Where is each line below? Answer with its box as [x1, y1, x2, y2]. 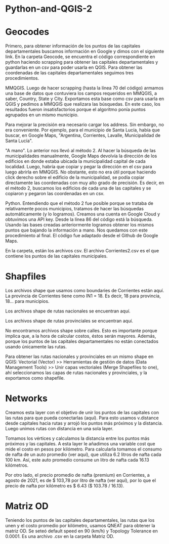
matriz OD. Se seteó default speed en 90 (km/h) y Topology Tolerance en [5, 528, 158, 534]
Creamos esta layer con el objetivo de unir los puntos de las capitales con [5, 410, 159, 415]
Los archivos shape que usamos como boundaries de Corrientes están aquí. [5, 288, 164, 294]
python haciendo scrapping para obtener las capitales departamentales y [5, 59, 158, 65]
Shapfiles [5, 271, 47, 282]
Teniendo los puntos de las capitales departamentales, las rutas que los [5, 517, 155, 523]
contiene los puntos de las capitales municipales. [5, 253, 108, 259]
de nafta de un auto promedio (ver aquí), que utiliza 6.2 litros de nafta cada [5, 451, 161, 458]
